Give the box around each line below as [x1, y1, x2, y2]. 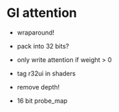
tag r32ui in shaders [16, 69, 76, 77]
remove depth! [16, 82, 60, 91]
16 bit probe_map [16, 97, 68, 105]
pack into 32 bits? [16, 42, 69, 50]
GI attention [6, 5, 77, 21]
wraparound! [16, 28, 55, 37]
